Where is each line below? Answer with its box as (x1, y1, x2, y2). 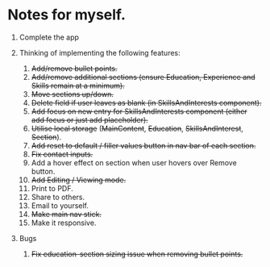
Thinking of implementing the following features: (19, 48, 181, 57)
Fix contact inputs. (31, 149, 93, 159)
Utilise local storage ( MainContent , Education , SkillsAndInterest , (31, 123, 243, 133)
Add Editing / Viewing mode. (31, 175, 127, 185)
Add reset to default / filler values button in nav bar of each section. (31, 140, 256, 150)
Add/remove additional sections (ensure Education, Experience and (31, 72, 255, 81)
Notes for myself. (7, 6, 127, 24)
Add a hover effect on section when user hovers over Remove (31, 157, 237, 167)
